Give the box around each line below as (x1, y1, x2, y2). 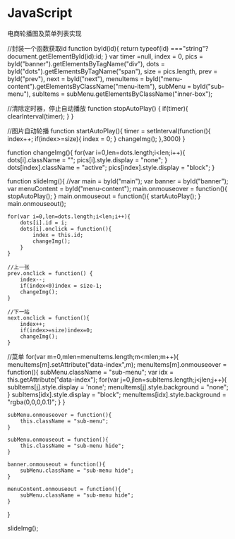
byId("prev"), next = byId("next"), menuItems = (7, 74, 145, 83)
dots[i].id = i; (20, 219, 68, 226)
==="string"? (170, 44, 209, 52)
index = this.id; (32, 231, 83, 238)
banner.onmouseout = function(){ (7, 461, 106, 468)
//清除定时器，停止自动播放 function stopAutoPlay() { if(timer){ (7, 104, 188, 112)
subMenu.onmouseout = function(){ (7, 436, 109, 443)
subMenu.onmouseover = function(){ (7, 411, 112, 418)
